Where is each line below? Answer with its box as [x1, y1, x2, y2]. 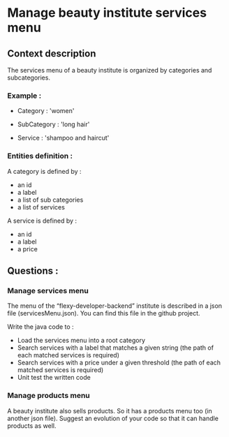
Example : [7, 91, 42, 101]
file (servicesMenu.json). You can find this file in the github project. [7, 309, 200, 318]
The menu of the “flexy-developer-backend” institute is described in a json [7, 302, 222, 310]
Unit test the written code [17, 373, 91, 382]
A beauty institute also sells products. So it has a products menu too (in [7, 406, 212, 415]
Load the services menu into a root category [17, 336, 145, 345]
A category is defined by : [7, 167, 82, 175]
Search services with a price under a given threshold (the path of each [17, 358, 221, 367]
